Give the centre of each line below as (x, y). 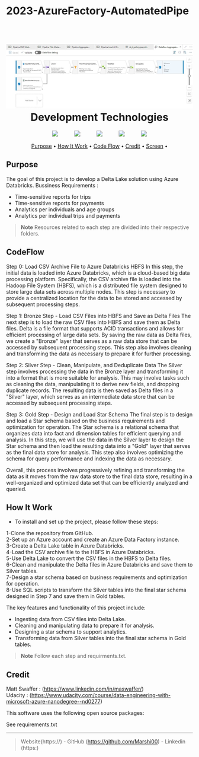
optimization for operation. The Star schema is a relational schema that (92, 427)
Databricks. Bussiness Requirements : (52, 185)
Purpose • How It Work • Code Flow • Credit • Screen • (99, 146)
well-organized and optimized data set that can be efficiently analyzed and (97, 482)
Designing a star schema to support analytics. (71, 632)
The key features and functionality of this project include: (76, 608)
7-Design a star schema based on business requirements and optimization (97, 577)
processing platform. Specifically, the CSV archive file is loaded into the (94, 279)
